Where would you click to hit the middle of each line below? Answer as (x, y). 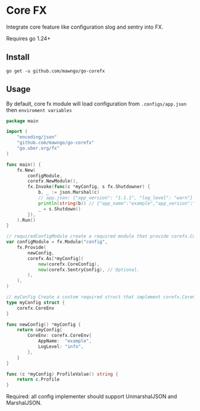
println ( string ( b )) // (66, 203)
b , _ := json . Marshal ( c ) (69, 192)
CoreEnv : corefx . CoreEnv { (60, 336)
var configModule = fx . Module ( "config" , (57, 242)
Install (18, 57)
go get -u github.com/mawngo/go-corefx (56, 71)
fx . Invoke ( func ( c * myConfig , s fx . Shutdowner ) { (89, 187)
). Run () (26, 220)
